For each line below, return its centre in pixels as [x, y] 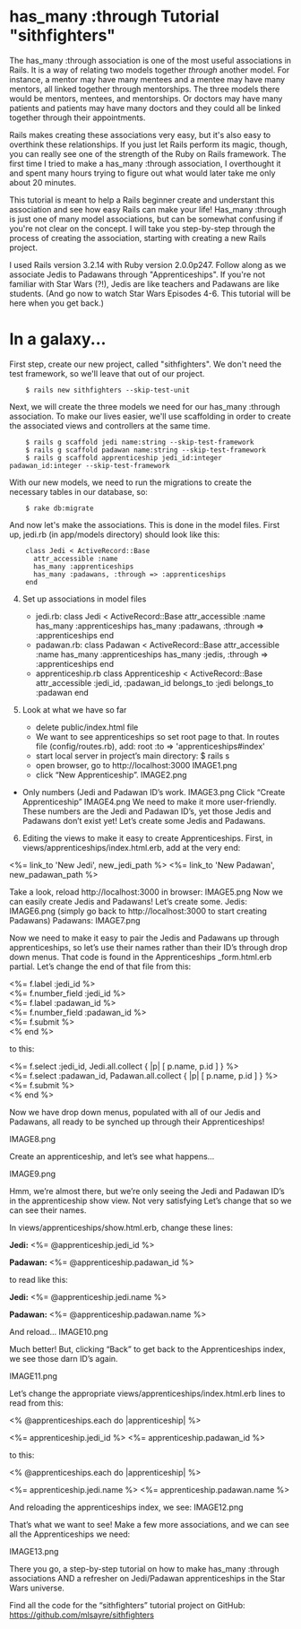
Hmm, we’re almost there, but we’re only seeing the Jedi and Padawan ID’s [147, 1191]
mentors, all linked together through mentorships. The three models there [145, 89]
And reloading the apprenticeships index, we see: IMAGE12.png [126, 1507]
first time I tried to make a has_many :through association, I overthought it [145, 163]
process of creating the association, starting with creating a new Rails [138, 238]
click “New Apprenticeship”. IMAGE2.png [111, 775]
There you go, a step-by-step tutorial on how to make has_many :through [144, 1568]
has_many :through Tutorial [114, 17]
